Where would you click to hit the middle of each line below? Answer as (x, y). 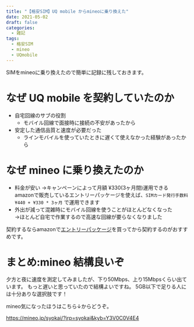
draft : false (22, 22)
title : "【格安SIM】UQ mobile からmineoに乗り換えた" (68, 11)
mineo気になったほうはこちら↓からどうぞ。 (59, 307)
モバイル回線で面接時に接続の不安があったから (79, 123)
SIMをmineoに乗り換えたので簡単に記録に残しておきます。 (76, 72)
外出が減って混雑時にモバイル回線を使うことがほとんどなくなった (94, 209)
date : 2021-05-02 (27, 17)
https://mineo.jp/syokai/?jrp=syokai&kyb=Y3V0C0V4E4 (73, 318)
